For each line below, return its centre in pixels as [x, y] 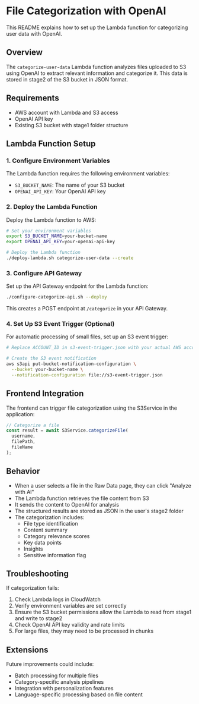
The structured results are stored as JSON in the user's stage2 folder [99, 511]
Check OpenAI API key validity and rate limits [70, 625]
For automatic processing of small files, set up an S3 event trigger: [87, 337]
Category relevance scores [57, 536]
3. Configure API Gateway [44, 273]
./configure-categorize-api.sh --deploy [57, 297]
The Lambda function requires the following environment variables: [88, 174]
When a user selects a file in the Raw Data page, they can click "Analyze [103, 485]
